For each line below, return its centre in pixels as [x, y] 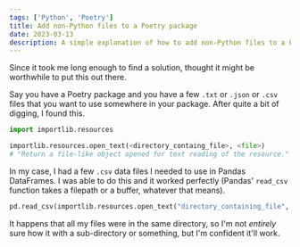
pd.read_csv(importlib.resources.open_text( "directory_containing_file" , [150, 206]
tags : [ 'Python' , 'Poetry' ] [62, 17]
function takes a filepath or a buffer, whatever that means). [117, 190]
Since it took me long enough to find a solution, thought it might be [132, 68]
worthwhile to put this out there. [68, 78]
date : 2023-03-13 [42, 34]
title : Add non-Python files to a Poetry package [104, 26]
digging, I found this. [47, 113]
